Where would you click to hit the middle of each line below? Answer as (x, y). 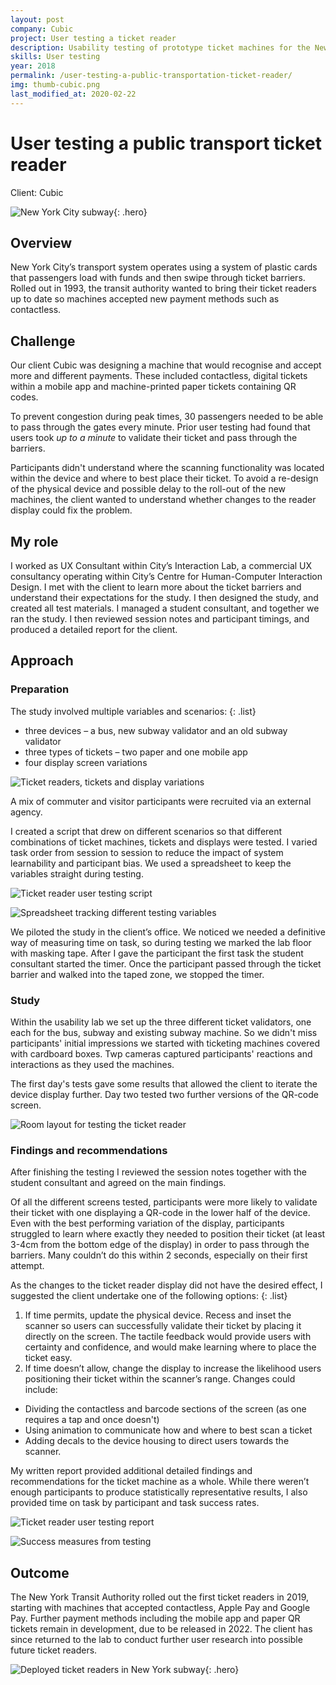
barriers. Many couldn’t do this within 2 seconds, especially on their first (159, 1255)
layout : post (37, 19)
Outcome (40, 1572)
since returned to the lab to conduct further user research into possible (156, 1640)
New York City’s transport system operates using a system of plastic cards (164, 267)
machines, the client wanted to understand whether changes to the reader (163, 500)
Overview (41, 242)
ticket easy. (48, 1358)
